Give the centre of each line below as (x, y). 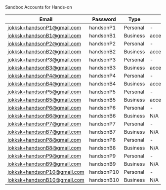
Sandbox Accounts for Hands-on (39, 7)
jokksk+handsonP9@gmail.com (44, 156)
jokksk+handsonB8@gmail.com (44, 148)
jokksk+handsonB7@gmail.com (44, 132)
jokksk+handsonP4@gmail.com (44, 76)
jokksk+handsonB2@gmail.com (44, 52)
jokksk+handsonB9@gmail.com (44, 164)
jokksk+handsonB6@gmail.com (44, 116)
